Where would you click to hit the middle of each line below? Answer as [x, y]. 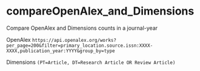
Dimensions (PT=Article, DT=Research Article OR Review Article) [91, 62]
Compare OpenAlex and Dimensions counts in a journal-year [82, 28]
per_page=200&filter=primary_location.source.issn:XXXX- [80, 46]
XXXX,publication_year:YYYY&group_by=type [61, 51]
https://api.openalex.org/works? [75, 40]
